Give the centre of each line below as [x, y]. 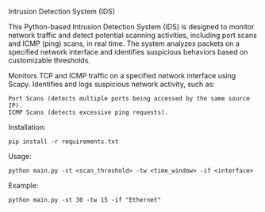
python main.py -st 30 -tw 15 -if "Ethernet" [84, 200]
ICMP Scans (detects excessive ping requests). [88, 112]
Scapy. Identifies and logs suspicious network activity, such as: [112, 84]
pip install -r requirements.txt [63, 142]
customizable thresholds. [50, 60]
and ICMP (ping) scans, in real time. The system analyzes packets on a [124, 44]
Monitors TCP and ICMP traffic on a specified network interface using [122, 76]
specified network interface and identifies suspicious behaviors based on [128, 52]
